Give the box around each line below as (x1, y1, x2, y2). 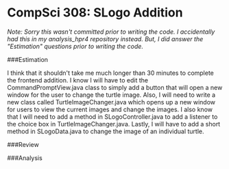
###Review (7, 140, 39, 148)
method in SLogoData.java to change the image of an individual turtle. (7, 127, 204, 135)
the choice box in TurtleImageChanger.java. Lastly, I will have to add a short (7, 120, 221, 128)
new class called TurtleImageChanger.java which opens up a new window (7, 98, 216, 106)
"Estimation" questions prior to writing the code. (7, 42, 144, 50)
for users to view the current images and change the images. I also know (7, 105, 213, 113)
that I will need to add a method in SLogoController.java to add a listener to (7, 112, 218, 121)
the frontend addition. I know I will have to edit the (7, 76, 149, 84)
